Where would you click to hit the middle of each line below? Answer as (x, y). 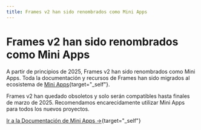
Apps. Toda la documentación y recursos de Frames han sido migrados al (98, 78)
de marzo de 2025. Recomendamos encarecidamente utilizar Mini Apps (96, 102)
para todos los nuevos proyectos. (48, 109)
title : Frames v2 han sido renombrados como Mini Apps (77, 12)
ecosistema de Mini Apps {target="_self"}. (58, 84)
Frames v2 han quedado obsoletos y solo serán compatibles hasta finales (98, 96)
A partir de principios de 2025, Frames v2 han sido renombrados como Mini (101, 71)
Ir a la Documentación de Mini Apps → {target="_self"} (74, 120)
